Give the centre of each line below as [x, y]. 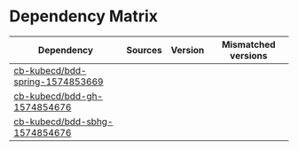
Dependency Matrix [83, 16]
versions [249, 55]
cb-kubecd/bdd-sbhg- [63, 122]
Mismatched [249, 44]
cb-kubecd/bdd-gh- [59, 96]
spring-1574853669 [59, 82]
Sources [144, 50]
